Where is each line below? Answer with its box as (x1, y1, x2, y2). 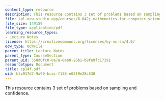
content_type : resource (5, 7, 54, 12)
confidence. (5, 90, 29, 96)
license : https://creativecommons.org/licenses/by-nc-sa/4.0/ (5, 39, 135, 44)
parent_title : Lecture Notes (5, 48, 65, 53)
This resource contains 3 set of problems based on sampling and (5, 85, 137, 91)
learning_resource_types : (5, 30, 58, 35)
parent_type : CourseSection (5, 53, 63, 58)
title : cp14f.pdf (5, 67, 41, 72)
